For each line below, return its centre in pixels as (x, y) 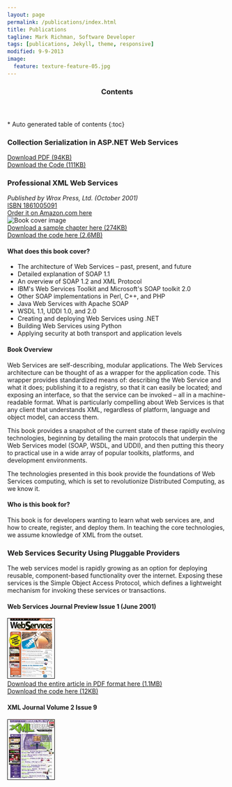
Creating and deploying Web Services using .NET (88, 318)
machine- (212, 395)
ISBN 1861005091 (32, 205)
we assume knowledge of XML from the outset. (75, 535)
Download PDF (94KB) (40, 157)
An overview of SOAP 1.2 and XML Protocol (79, 281)
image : (17, 59)
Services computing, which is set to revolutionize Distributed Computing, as (116, 481)
